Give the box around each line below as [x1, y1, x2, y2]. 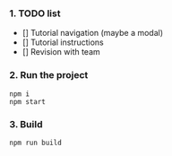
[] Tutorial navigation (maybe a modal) [21, 28, 164, 39]
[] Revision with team [21, 47, 100, 57]
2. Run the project [9, 69, 89, 82]
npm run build [9, 138, 63, 147]
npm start [9, 97, 47, 106]
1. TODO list [9, 7, 61, 20]
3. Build [9, 117, 43, 130]
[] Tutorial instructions [21, 37, 105, 48]
